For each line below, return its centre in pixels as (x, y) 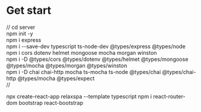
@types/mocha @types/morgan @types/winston (67, 65)
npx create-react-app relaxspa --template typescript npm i (79, 96)
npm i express (24, 40)
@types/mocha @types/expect (56, 78)
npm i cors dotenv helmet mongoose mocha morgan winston (82, 52)
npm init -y (20, 33)
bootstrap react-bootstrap (51, 102)
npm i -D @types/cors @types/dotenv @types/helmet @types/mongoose (97, 59)
